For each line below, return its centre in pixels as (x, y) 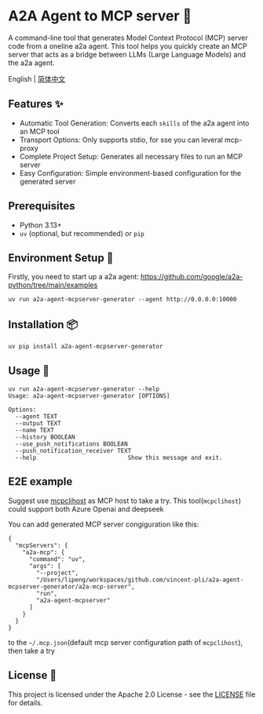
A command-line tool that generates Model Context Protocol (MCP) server (128, 38)
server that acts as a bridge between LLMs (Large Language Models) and (127, 54)
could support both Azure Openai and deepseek (86, 508)
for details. (26, 702)
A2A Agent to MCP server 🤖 (100, 16)
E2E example (40, 482)
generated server (47, 181)
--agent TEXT (37, 416)
